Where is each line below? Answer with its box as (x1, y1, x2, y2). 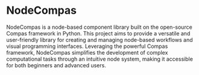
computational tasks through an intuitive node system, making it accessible (6, 55, 193, 62)
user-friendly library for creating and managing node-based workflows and (6, 36, 193, 43)
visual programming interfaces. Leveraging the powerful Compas (6, 43, 168, 50)
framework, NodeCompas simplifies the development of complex (6, 49, 168, 56)
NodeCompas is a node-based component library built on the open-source (6, 23, 193, 31)
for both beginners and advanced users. (6, 61, 107, 69)
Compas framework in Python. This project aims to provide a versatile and (6, 29, 191, 37)
